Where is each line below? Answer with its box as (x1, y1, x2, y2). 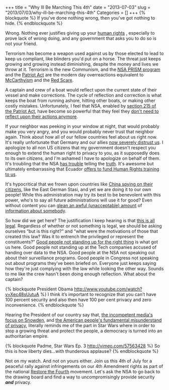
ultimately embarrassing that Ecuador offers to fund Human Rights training (5, 166, 159, 172)
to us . (5, 171, 17, 177)
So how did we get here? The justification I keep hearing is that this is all (5, 218, 155, 223)
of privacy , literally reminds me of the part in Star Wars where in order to (5, 323, 155, 328)
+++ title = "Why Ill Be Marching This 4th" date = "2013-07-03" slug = (5, 5, 151, 10)
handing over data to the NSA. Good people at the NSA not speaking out (5, 250, 155, 255)
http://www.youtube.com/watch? (73, 286, 142, 292)
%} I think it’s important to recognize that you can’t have (40, 291, 156, 297)
